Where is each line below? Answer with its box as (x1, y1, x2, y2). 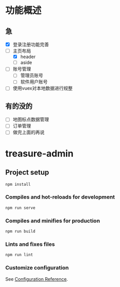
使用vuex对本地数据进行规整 (12, 85, 73, 92)
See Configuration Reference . (5, 276, 68, 282)
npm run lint (5, 253, 33, 258)
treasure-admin (5, 148, 74, 159)
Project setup (5, 168, 50, 177)
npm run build (5, 229, 36, 234)
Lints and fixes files (5, 241, 55, 248)
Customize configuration (5, 264, 69, 272)
